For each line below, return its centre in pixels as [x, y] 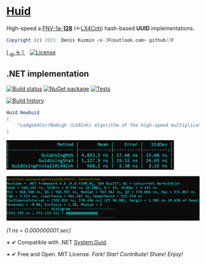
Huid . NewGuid [23, 112]
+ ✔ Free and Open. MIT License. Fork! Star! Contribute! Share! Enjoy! [95, 254]
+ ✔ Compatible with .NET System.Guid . [57, 243]
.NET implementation [48, 74]
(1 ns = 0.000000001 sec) [39, 230]
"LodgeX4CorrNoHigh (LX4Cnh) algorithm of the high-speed [93, 126]
